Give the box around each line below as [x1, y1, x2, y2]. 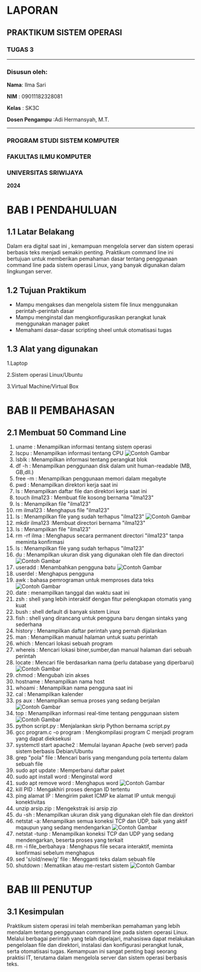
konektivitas [15, 798, 45, 805]
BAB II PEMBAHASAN [7, 404, 115, 417]
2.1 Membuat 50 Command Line [7, 427, 127, 438]
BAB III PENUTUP [7, 883, 93, 896]
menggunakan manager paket [15, 320, 89, 327]
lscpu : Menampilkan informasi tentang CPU [15, 449, 124, 457]
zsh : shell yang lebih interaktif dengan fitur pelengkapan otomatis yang [15, 595, 191, 602]
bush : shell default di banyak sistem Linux [15, 608, 120, 615]
